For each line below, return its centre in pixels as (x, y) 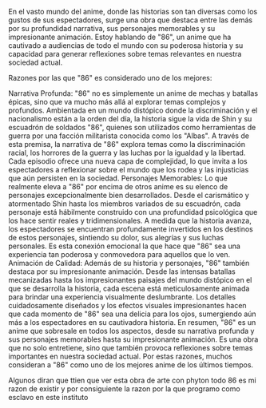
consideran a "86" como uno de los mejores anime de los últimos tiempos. (131, 365)
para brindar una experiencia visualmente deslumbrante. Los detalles (122, 297)
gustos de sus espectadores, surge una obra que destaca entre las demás (131, 20)
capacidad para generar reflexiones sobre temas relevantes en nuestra (125, 54)
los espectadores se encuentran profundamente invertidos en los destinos (131, 229)
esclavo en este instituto (48, 397)
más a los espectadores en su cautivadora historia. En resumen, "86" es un (132, 322)
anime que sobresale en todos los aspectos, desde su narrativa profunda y (131, 331)
